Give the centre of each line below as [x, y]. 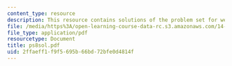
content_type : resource [41, 13]
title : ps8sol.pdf [33, 45]
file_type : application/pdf [48, 33]
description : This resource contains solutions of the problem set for [112, 20]
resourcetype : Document [41, 39]
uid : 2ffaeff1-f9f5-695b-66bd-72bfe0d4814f [71, 52]
